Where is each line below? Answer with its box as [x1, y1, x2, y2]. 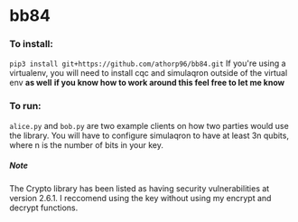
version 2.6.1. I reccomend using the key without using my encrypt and [9, 192, 272, 203]
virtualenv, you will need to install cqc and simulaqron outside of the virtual [9, 68, 288, 79]
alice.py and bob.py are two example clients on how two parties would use [9, 120, 289, 131]
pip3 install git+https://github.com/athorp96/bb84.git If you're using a [9, 58, 286, 69]
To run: [9, 100, 42, 113]
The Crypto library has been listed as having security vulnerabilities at [9, 182, 270, 194]
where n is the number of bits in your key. [9, 139, 164, 150]
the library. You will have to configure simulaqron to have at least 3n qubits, [9, 130, 289, 141]
